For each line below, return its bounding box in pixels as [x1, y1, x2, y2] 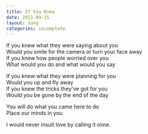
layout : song [6, 20, 39, 26]
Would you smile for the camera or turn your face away [6, 48, 143, 56]
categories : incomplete [6, 25, 66, 32]
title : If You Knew [6, 8, 55, 15]
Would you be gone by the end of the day [6, 92, 109, 99]
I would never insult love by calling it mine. [6, 121, 111, 129]
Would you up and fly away [6, 79, 74, 86]
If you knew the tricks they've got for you [6, 85, 108, 93]
